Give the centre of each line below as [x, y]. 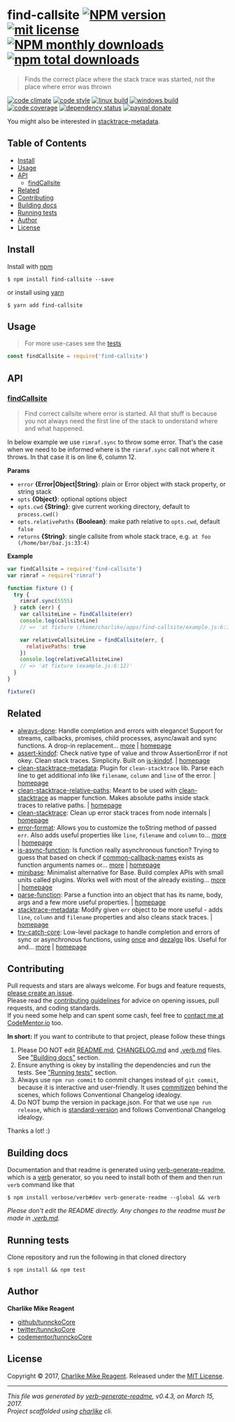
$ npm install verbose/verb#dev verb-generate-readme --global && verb [114, 1198]
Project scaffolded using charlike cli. [60, 1411]
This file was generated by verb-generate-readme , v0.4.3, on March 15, [111, 1396]
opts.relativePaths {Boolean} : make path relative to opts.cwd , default [119, 521]
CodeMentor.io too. [35, 1023]
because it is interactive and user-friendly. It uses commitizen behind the [122, 1087]
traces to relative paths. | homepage [70, 805]
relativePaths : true [56, 646]
